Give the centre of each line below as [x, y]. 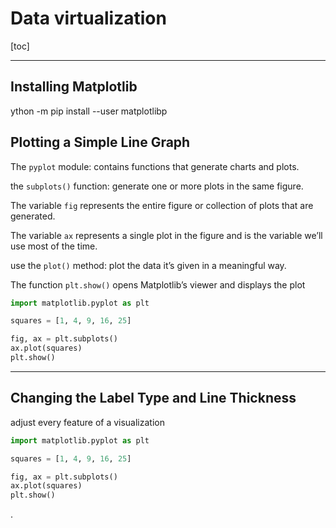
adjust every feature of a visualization [87, 422]
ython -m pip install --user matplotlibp [89, 111]
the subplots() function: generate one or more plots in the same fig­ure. [157, 186]
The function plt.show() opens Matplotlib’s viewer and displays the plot [158, 284]
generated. [33, 216]
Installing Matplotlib [74, 87]
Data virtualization [88, 18]
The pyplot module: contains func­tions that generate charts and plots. [155, 166]
